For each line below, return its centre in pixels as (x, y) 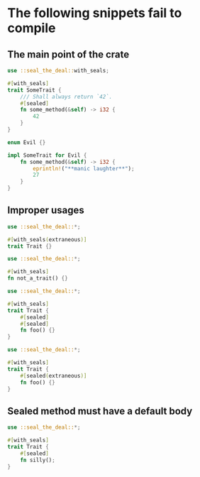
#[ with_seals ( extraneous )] (47, 239)
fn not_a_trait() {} (38, 278)
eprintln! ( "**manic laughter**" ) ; (84, 168)
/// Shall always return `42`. (66, 97)
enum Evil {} (27, 142)
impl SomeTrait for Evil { (47, 155)
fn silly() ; (38, 460)
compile (32, 28)
